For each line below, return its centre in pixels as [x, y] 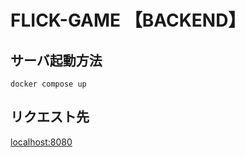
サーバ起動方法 [56, 60]
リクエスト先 [50, 117]
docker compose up [48, 84]
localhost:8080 [41, 142]
